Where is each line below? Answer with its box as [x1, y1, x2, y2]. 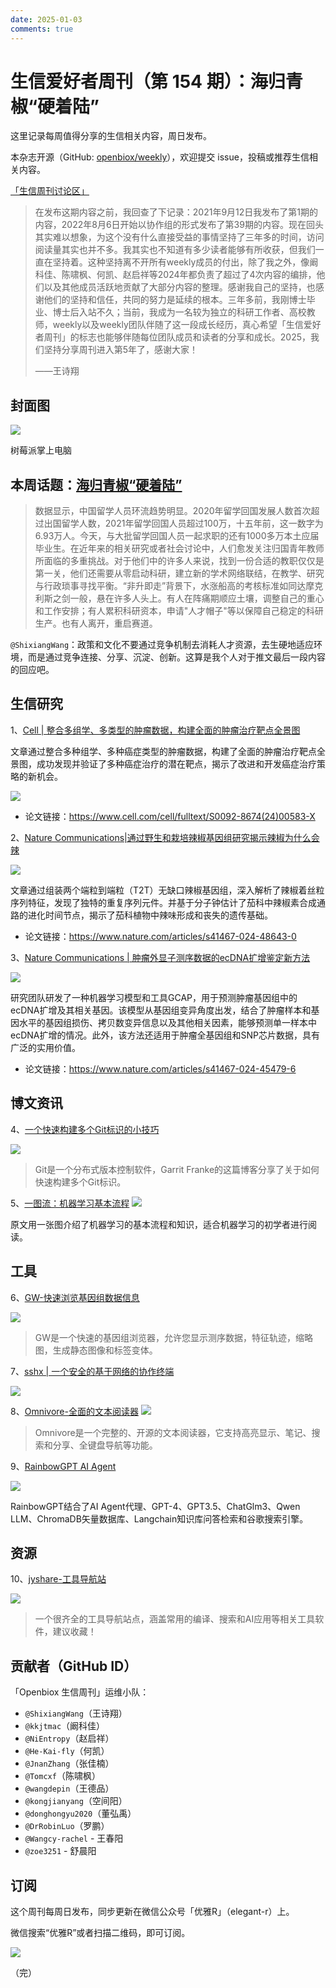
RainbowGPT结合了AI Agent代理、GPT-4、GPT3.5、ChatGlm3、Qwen [10, 1500, 301, 1512]
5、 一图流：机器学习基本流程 [10, 1197, 130, 1209]
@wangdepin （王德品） [24, 1782, 115, 1795]
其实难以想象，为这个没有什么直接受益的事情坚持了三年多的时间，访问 [34, 231, 325, 243]
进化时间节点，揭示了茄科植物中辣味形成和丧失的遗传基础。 [27, 909, 273, 921]
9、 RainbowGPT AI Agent [10, 1460, 117, 1472]
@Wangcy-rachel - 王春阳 [24, 1832, 124, 1845]
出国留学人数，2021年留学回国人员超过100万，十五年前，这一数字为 [43, 517, 324, 530]
